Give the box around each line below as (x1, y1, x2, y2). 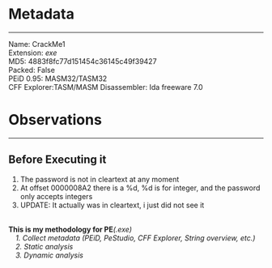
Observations (8, 111, 103, 130)
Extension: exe (8, 48, 57, 57)
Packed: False (8, 65, 55, 74)
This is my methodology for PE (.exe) (8, 224, 132, 234)
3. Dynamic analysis (15, 250, 83, 260)
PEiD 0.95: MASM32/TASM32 (8, 74, 108, 83)
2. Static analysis (15, 241, 74, 251)
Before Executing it (8, 153, 107, 167)
